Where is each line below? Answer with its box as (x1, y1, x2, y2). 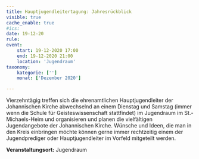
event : (6, 42, 23, 48)
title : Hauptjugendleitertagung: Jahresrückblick (6, 8, 132, 15)
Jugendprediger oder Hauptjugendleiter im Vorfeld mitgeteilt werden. (6, 135, 176, 142)
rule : (6, 36, 20, 42)
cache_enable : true (6, 20, 55, 26)
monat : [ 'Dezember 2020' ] (17, 75, 82, 81)
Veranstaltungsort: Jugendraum (6, 146, 88, 154)
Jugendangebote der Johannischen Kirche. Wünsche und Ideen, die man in (6, 122, 192, 129)
